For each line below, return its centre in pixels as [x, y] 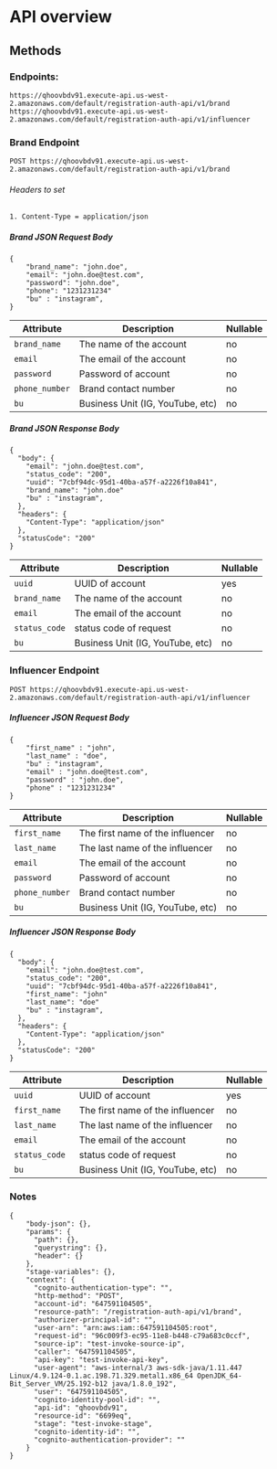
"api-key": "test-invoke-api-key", [101, 1359]
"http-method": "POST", [79, 1295]
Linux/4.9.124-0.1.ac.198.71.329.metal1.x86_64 [102, 1376]
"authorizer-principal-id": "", [95, 1320]
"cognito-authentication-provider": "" [109, 1440]
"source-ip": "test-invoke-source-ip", [109, 1344]
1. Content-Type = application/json [79, 217]
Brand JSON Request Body [62, 237]
